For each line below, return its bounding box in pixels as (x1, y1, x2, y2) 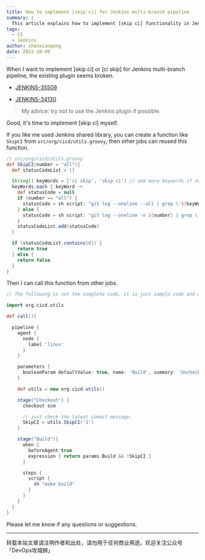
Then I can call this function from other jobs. (6, 279, 118, 287)
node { (22, 336, 40, 342)
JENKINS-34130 (15, 95, 57, 102)
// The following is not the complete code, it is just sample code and (6, 291, 195, 298)
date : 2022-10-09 (6, 49, 51, 55)
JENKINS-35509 (15, 84, 57, 91)
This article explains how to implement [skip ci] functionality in (12, 20, 190, 26)
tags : (6, 26, 20, 32)
